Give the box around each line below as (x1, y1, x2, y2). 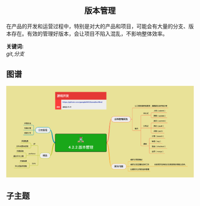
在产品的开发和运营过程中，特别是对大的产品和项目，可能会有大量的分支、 (6, 23, 189, 30)
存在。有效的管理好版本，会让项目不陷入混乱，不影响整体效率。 (11, 30, 168, 37)
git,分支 (6, 50, 25, 57)
